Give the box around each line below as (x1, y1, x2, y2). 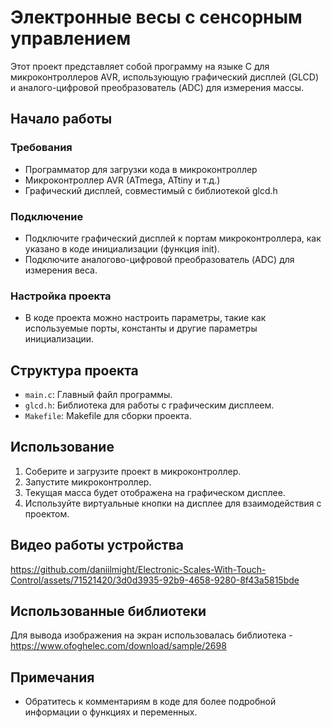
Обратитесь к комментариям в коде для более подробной (24, 696, 277, 708)
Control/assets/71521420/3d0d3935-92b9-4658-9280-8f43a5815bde (10, 574, 300, 586)
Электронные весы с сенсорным (10, 6, 303, 29)
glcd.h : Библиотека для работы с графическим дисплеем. (24, 399, 275, 411)
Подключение (10, 209, 84, 223)
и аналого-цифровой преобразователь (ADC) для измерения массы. (10, 81, 305, 93)
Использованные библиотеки (10, 603, 207, 620)
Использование (10, 439, 115, 456)
